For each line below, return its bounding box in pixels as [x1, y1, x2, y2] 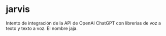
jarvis [6, 3, 30, 15]
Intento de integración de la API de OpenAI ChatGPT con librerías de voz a [6, 20, 161, 26]
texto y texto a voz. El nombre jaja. [6, 25, 78, 31]
